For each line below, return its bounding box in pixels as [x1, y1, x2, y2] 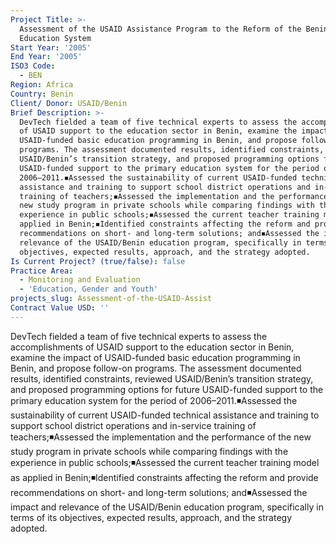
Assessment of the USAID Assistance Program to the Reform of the [19, 24, 302, 34]
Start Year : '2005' [10, 42, 92, 53]
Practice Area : [10, 266, 74, 276]
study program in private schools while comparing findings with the [10, 445, 289, 457]
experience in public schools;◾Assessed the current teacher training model [10, 456, 320, 468]
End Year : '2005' [10, 52, 83, 62]
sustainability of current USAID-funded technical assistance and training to [10, 409, 320, 421]
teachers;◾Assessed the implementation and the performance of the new [10, 431, 312, 443]
